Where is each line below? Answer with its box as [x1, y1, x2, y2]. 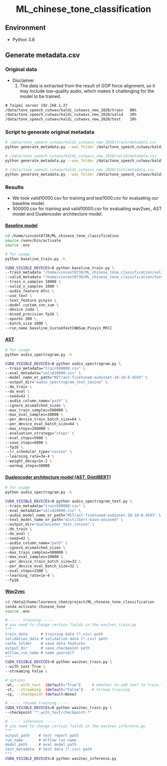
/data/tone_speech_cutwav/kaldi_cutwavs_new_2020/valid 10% [5, 112, 137, 117]
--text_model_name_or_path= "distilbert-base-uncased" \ [5, 517, 123, 522]
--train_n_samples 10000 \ [5, 279, 61, 284]
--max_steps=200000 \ [5, 426, 50, 431]
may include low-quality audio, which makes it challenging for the [19, 88, 155, 94]
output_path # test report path [5, 733, 79, 738]
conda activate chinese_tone [5, 604, 66, 609]
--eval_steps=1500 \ [5, 568, 48, 573]
